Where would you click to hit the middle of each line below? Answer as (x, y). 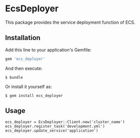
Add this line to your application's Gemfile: (48, 49)
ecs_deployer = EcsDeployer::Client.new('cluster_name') (65, 122)
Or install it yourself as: (28, 87)
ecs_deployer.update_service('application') (52, 131)
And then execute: (24, 68)
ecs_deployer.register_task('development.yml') (55, 127)
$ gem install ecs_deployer (34, 95)
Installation (23, 38)
